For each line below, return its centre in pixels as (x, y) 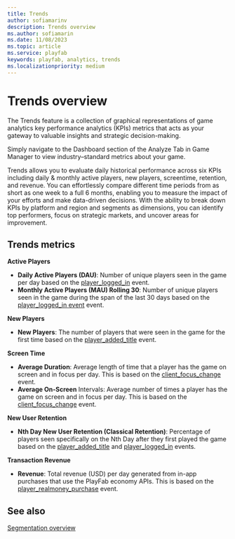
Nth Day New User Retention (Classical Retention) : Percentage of (114, 432)
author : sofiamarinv (38, 20)
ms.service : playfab (38, 53)
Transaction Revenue (39, 460)
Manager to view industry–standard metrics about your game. (96, 156)
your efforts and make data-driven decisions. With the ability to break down (116, 200)
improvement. (27, 222)
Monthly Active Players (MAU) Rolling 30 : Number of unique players (118, 290)
